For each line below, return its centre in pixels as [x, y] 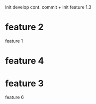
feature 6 [14, 97]
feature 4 [25, 61]
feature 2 [24, 27]
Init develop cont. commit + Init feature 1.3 [48, 7]
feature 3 [24, 83]
